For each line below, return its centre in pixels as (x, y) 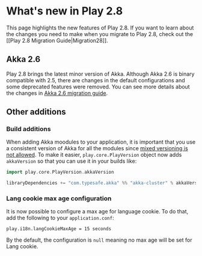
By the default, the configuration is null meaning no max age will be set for (99, 240)
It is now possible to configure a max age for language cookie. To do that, (97, 212)
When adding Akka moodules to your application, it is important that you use (101, 142)
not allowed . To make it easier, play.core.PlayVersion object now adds (94, 155)
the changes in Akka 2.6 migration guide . (57, 93)
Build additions (29, 129)
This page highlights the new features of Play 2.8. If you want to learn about (100, 28)
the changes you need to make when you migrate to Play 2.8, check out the (100, 34)
